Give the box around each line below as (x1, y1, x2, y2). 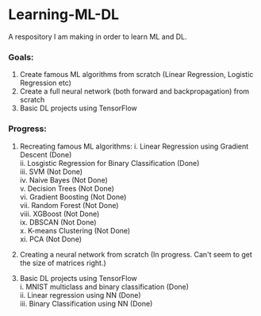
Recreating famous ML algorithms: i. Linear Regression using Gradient (19, 141, 249, 151)
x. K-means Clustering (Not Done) (19, 225, 131, 235)
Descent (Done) (19, 149, 72, 160)
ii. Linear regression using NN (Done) (19, 290, 141, 299)
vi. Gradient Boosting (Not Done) (19, 192, 127, 202)
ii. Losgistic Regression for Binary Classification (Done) (19, 158, 200, 168)
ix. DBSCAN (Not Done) (19, 217, 97, 227)
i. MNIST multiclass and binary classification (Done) (19, 282, 189, 291)
